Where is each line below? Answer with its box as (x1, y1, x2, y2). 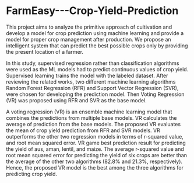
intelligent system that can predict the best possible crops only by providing (6, 42, 188, 49)
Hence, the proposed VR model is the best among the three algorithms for (6, 164, 184, 171)
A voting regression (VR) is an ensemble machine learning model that (6, 108, 172, 115)
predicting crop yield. (6, 170, 57, 177)
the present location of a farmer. (6, 48, 83, 55)
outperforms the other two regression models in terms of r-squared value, (6, 133, 184, 140)
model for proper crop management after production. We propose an (6, 36, 171, 43)
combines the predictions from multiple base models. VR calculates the (6, 114, 177, 121)
